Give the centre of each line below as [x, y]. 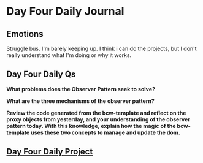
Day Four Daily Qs [41, 74]
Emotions [25, 34]
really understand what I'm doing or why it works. [69, 55]
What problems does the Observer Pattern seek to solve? [81, 89]
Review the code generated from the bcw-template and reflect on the [96, 113]
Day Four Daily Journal [65, 11]
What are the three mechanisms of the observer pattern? [80, 101]
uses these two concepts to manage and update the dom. [105, 132]
